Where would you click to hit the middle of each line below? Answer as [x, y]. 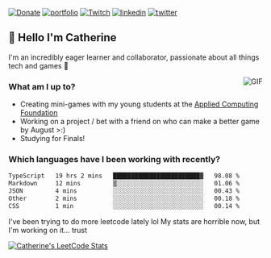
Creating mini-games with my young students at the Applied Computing [139, 104]
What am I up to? [42, 86]
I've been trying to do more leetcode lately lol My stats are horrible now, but [134, 221]
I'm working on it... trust [48, 230]
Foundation [39, 113]
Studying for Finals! [52, 139]
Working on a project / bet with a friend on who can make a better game [140, 122]
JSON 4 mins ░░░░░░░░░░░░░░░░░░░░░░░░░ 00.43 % [124, 191]
